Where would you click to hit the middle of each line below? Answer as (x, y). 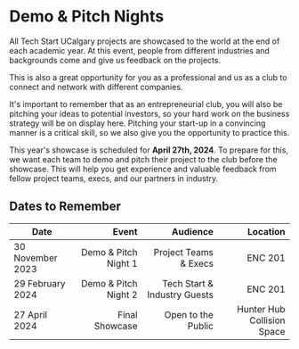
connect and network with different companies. (96, 87)
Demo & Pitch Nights (87, 17)
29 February (40, 283)
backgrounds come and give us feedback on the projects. (115, 60)
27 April (30, 314)
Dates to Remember (65, 207)
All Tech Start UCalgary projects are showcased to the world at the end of (145, 41)
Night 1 (122, 263)
